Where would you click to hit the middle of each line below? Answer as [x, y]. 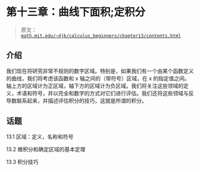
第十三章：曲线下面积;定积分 [76, 12]
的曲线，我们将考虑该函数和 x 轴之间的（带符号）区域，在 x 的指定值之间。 [98, 78]
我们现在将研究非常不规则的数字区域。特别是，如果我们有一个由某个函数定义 [100, 71]
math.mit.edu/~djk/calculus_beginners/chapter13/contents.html [101, 36]
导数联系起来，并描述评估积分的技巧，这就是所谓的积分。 [76, 100]
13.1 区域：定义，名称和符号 [40, 137]
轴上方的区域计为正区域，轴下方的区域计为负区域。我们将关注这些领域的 [95, 85]
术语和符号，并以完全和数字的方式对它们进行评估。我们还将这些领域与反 [105, 93]
